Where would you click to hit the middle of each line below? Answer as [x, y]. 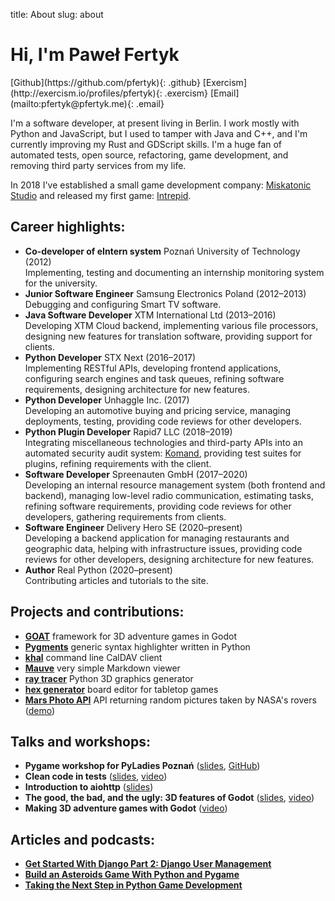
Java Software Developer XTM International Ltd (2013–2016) [150, 315]
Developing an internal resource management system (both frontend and [175, 485]
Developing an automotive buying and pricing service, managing [158, 410]
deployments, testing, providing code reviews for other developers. [163, 421]
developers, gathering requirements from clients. [125, 516]
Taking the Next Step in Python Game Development [133, 885]
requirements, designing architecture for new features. [137, 389]
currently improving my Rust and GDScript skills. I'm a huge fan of [146, 144]
